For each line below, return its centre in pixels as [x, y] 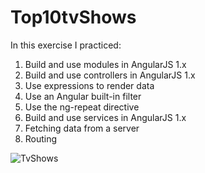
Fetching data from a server [82, 128]
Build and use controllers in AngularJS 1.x [110, 75]
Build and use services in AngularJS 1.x [105, 117]
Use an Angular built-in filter [83, 96]
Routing [41, 138]
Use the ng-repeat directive [82, 107]
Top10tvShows [73, 17]
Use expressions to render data [89, 85]
